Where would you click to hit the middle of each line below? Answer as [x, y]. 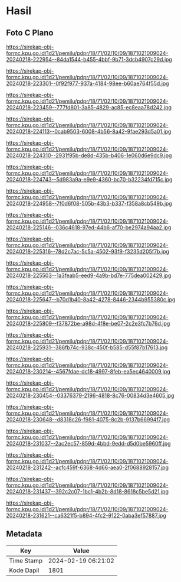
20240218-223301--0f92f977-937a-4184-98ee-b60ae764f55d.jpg [88, 83]
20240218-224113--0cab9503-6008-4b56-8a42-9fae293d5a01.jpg [89, 131]
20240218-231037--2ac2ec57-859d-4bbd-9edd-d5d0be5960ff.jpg [88, 443]
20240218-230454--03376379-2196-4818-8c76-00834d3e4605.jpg [90, 395]
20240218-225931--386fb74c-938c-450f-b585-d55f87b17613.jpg [87, 347]
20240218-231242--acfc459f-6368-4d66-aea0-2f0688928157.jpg [88, 467]
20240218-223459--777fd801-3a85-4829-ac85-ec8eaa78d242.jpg [89, 107]
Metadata [24, 534]
